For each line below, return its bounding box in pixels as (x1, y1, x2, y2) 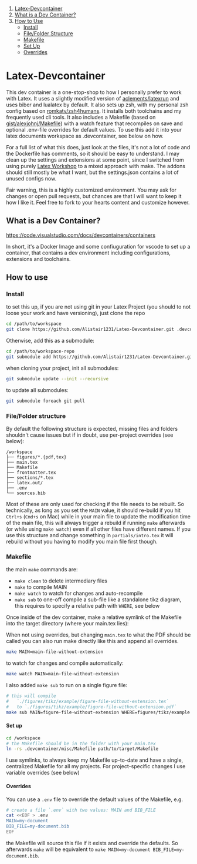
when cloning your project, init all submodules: (6, 364, 119, 371)
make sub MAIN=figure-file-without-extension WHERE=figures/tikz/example (6, 709, 191, 715)
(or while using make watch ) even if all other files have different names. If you (6, 525, 191, 533)
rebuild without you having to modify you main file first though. (6, 538, 158, 545)
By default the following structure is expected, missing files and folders (6, 425, 178, 432)
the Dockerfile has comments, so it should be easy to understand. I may (6, 150, 180, 157)
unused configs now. (6, 175, 57, 182)
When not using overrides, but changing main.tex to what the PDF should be (6, 631, 191, 638)
